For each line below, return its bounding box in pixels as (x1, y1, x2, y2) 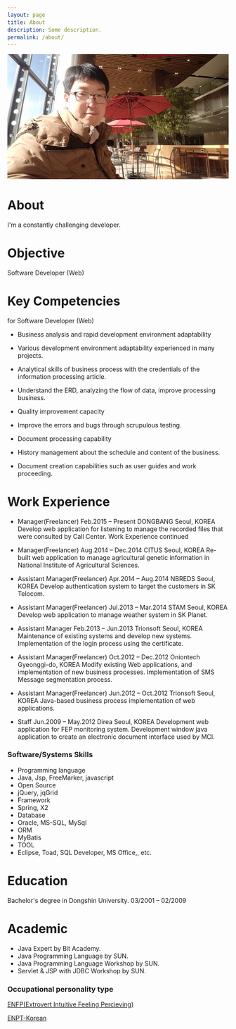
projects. (17, 351, 44, 359)
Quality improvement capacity (17, 407, 105, 416)
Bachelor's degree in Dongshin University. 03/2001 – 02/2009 (7, 896, 187, 904)
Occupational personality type (7, 984, 114, 994)
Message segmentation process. (17, 675, 112, 683)
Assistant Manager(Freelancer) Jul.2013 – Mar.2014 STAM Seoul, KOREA (17, 603, 228, 611)
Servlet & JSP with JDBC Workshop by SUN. (17, 966, 146, 975)
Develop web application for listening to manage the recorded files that (17, 525, 223, 533)
